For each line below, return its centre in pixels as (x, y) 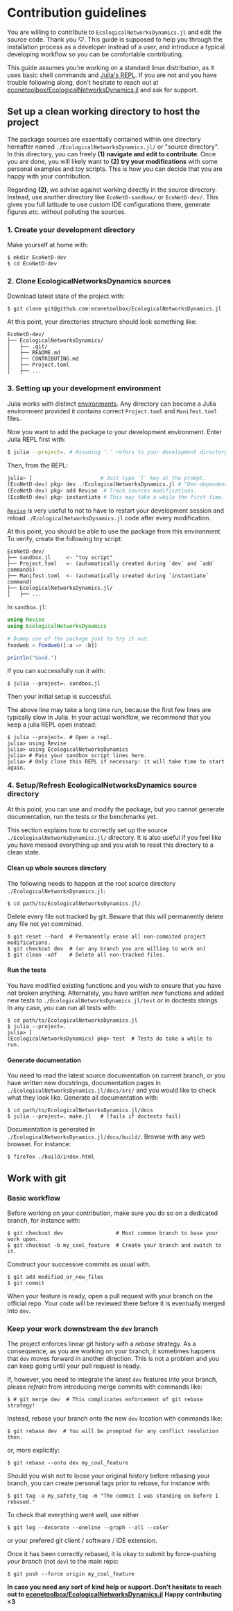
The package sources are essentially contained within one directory (104, 139)
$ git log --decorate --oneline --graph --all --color (88, 1528)
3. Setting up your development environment (84, 388)
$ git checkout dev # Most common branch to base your (113, 1233)
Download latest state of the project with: (66, 296)
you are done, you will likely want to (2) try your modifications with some (113, 161)
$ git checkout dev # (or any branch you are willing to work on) (107, 949)
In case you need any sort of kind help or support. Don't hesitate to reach (114, 1587)
